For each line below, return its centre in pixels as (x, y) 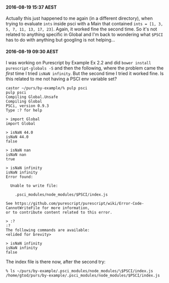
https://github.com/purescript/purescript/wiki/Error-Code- (79, 204)
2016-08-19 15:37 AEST (31, 7)
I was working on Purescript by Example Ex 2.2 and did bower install (78, 63)
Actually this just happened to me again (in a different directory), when (79, 18)
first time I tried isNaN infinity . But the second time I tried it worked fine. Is (85, 74)
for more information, (66, 208)
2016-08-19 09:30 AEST (32, 51)
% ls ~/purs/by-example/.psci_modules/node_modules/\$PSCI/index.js (79, 271)
